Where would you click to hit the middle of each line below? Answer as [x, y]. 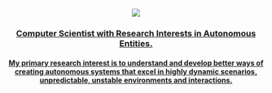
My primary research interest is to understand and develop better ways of [136, 63]
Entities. [136, 44]
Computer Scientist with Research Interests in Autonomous [136, 34]
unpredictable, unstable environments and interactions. [136, 80]
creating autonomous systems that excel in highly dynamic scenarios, [136, 71]
